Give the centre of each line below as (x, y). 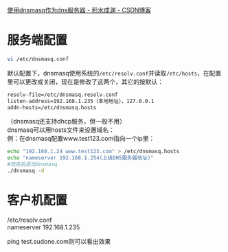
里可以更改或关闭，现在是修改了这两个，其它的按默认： (85, 82)
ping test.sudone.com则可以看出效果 (59, 241)
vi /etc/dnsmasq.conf (38, 59)
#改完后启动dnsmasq (32, 164)
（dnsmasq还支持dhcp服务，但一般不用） (66, 122)
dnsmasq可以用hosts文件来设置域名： (61, 130)
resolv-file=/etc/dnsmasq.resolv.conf (62, 95)
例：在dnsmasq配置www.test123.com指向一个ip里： (81, 139)
